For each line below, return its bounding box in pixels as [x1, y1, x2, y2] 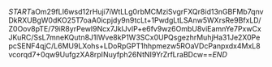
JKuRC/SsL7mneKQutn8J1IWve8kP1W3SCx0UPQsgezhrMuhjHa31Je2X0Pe [8, 32, 261, 42]
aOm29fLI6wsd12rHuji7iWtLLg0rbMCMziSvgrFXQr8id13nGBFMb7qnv [31, 7, 264, 16]
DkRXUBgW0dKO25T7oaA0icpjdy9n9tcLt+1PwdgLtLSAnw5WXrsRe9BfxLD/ [8, 15, 261, 25]
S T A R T [8, 7, 32, 16]
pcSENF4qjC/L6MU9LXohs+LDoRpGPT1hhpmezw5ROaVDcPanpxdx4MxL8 [8, 41, 261, 51]
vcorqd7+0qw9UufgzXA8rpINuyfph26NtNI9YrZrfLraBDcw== [8, 50, 213, 59]
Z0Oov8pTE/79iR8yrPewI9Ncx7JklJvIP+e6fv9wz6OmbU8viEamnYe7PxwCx [8, 24, 261, 33]
